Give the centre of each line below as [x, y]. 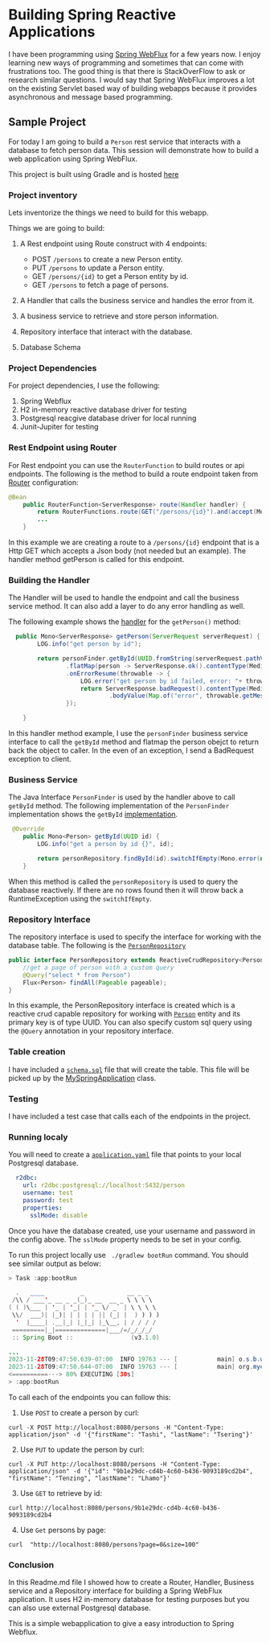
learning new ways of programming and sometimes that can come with [126, 63]
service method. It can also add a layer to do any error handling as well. [127, 606]
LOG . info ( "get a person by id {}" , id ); [106, 844]
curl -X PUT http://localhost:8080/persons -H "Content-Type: [115, 1464]
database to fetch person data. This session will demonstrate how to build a [134, 150]
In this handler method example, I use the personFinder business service [128, 733]
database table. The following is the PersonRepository [97, 946]
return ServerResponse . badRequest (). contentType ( [165, 688]
